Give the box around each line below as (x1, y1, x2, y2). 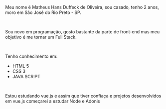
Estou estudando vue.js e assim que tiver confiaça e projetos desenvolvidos (5, 93, 162, 99)
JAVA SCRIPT (12, 74, 41, 79)
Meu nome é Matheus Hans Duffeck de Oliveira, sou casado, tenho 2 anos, (5, 4, 160, 10)
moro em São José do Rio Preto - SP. (5, 9, 81, 15)
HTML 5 (12, 63, 29, 69)
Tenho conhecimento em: (5, 53, 58, 59)
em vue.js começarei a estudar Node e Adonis (5, 98, 101, 104)
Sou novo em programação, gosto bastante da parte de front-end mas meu (5, 29, 160, 34)
